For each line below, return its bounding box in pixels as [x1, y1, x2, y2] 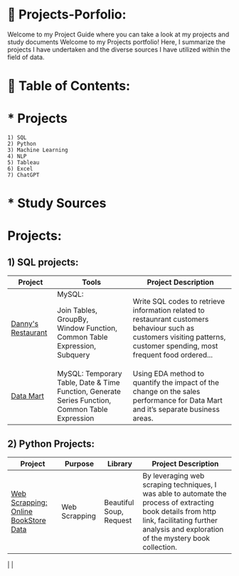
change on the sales [132, 387, 201, 397]
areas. [132, 413, 154, 423]
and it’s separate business [132, 405, 221, 415]
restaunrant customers [132, 314, 209, 324]
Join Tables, [56, 305, 97, 315]
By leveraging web [142, 471, 205, 481]
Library [107, 459, 133, 469]
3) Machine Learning [7, 146, 69, 154]
